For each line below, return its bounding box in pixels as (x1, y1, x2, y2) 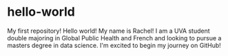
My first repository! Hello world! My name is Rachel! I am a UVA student (7, 27, 210, 35)
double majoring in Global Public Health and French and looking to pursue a (7, 33, 222, 42)
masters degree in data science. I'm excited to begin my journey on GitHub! (7, 41, 222, 49)
